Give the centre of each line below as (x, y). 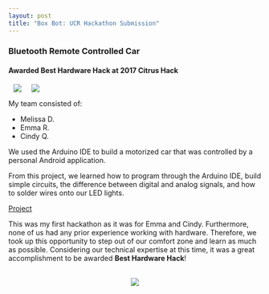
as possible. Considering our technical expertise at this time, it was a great (132, 249)
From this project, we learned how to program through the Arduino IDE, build (135, 176)
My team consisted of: (45, 103)
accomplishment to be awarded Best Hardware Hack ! (98, 258)
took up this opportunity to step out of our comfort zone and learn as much (132, 241)
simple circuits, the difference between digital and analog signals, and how (132, 184)
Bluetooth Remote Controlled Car (74, 51)
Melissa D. (37, 119)
